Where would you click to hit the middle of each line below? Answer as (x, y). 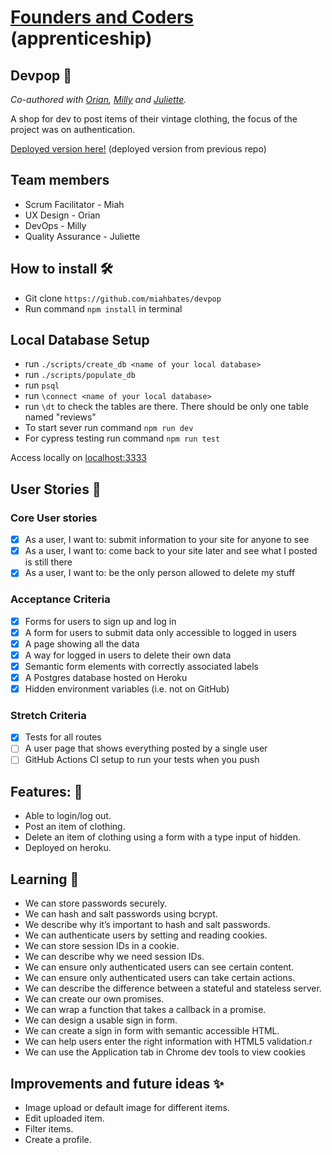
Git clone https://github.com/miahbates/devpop (123, 298)
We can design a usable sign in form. (101, 1020)
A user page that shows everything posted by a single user (146, 748)
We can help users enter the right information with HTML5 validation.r (168, 1042)
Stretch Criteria (48, 715)
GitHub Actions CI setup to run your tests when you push (142, 760)
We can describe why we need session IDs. (114, 957)
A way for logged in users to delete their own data (128, 655)
